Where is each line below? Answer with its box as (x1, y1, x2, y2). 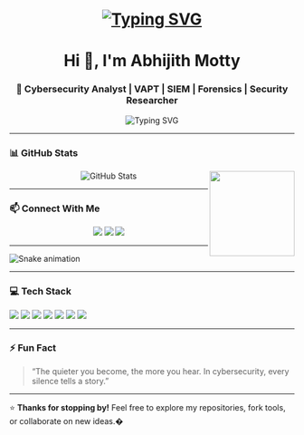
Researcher (126, 94, 178, 107)
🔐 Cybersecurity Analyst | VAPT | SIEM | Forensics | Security (15, 82, 289, 95)
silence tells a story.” (31, 375, 109, 386)
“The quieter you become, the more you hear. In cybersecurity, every (31, 365, 290, 376)
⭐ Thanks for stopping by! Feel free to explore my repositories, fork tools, (9, 401, 287, 412)
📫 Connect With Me (9, 202, 100, 215)
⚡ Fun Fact (9, 342, 57, 354)
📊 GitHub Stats (9, 146, 79, 159)
